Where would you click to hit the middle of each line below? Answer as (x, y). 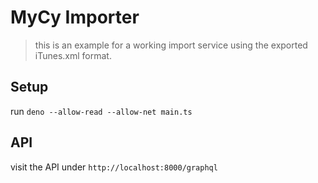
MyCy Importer (75, 17)
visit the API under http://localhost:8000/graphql (114, 167)
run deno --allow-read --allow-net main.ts (101, 111)
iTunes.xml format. (73, 55)
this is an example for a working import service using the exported (171, 45)
